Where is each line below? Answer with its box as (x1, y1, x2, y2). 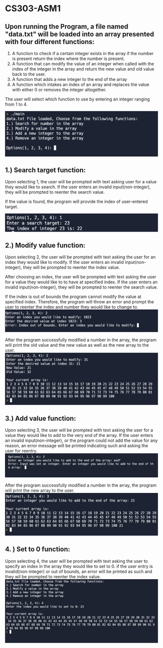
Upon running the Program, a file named (5, 22, 129, 31)
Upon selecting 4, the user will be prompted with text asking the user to (5, 558, 148, 564)
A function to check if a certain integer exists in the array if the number (12, 51, 154, 56)
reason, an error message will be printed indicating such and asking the (5, 443, 148, 449)
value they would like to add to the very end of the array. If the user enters (5, 432, 154, 438)
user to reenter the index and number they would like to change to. (5, 304, 138, 310)
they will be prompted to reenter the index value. (23, 264, 120, 271)
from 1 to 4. (5, 101, 28, 107)
